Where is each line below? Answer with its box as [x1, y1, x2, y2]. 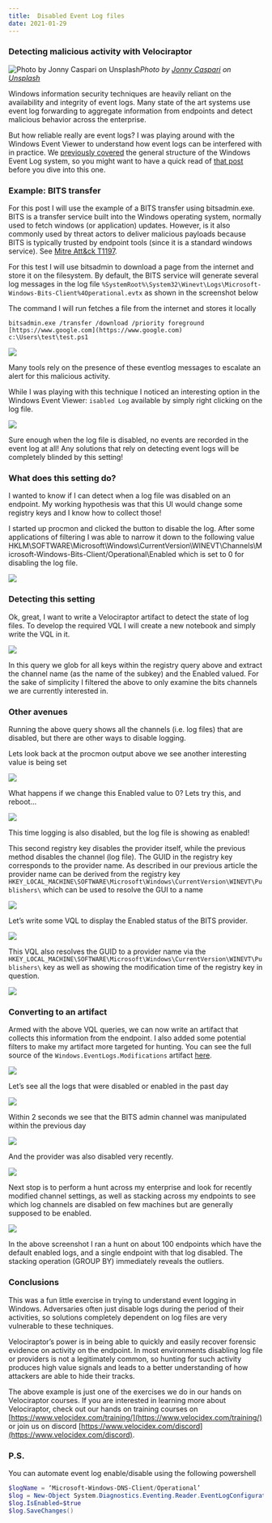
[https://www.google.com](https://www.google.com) [8, 326, 183, 334]
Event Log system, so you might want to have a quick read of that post [8, 155, 244, 166]
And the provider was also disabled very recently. [8, 1151, 174, 1162]
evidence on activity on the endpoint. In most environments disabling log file [8, 1345, 263, 1355]
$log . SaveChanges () [8, 1507, 74, 1515]
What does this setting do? [8, 473, 117, 484]
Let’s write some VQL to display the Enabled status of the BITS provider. [8, 916, 249, 925]
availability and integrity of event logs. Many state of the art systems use [8, 97, 251, 107]
